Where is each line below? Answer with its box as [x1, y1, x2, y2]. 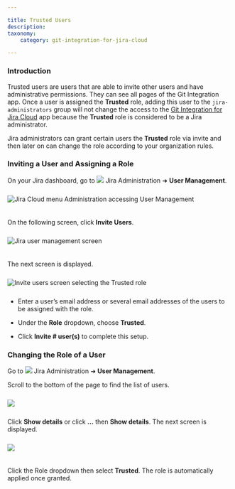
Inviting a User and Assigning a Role [7, 159, 134, 169]
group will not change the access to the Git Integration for [53, 104, 222, 114]
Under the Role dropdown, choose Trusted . [17, 318, 146, 327]
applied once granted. [7, 474, 72, 483]
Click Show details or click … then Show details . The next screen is [7, 417, 207, 426]
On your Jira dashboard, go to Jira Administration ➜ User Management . [7, 176, 227, 185]
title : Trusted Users [7, 16, 72, 23]
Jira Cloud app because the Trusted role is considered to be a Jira [7, 112, 202, 121]
